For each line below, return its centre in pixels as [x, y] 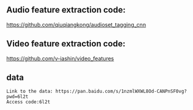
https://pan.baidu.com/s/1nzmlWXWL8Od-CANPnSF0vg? [121, 91]
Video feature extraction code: [66, 44]
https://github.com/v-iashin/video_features [60, 58]
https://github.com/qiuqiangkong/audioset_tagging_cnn [76, 24]
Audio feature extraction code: [66, 10]
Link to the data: [30, 91]
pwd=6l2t [17, 97]
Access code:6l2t [28, 102]
